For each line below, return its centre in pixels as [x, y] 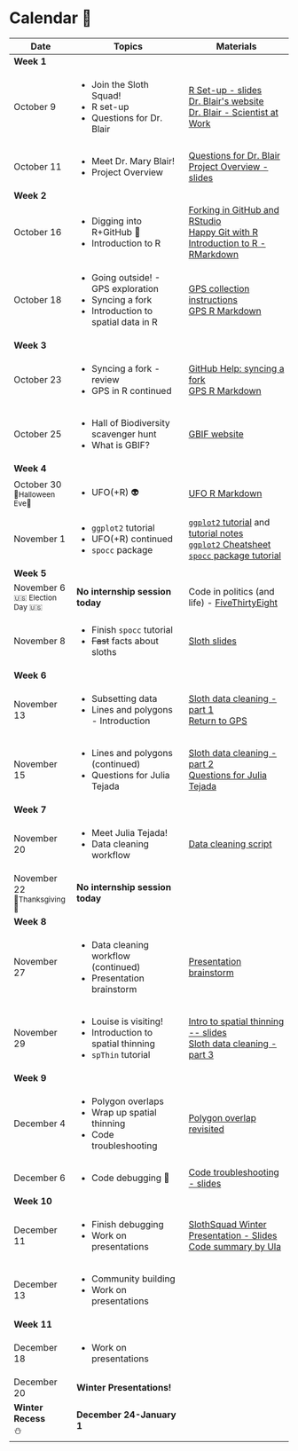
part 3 [201, 1054]
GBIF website [216, 434]
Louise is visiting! [128, 1021]
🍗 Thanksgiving [40, 899]
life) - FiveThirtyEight [233, 603]
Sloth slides [212, 641]
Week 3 [30, 345]
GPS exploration [125, 288]
